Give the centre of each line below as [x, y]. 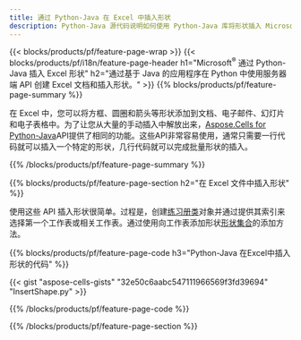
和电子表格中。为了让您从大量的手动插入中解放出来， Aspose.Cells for [138, 124]
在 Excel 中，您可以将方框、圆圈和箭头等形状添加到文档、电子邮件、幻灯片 [147, 114]
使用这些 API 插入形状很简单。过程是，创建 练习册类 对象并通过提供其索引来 [147, 212]
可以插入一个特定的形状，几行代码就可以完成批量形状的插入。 [138, 147]
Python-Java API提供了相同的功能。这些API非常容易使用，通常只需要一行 [143, 136]
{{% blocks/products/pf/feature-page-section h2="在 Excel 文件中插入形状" [149, 183]
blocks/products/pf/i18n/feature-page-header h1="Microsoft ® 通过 [132, 62]
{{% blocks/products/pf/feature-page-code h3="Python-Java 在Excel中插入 [150, 253]
